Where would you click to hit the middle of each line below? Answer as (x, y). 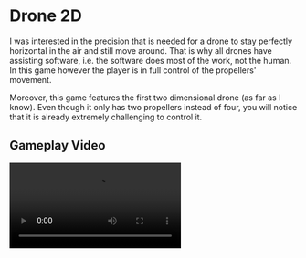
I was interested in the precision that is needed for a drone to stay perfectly (151, 41)
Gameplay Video (58, 145)
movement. (31, 79)
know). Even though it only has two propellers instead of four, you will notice (153, 107)
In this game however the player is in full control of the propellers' (133, 70)
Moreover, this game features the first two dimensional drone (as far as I (145, 98)
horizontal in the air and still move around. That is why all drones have (141, 50)
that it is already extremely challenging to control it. (106, 117)
